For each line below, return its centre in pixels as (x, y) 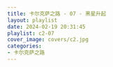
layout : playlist (32, 20)
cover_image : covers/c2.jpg (48, 40)
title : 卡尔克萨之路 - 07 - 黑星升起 (57, 14)
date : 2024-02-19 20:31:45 (46, 27)
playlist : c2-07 (31, 33)
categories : (24, 46)
